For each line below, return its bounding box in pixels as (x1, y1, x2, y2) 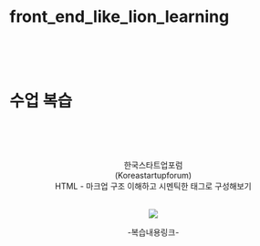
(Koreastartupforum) (114, 169, 192, 180)
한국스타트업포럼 (123, 159, 183, 170)
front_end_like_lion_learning (9, 6, 230, 27)
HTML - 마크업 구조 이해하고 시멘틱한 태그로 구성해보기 (54, 180, 253, 191)
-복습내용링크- (127, 226, 180, 238)
